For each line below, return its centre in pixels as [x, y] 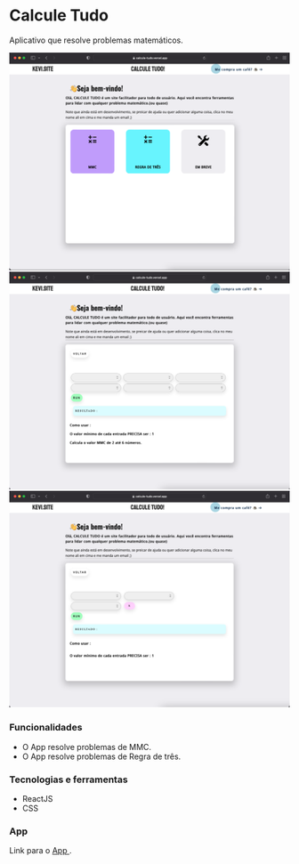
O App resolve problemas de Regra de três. [101, 756]
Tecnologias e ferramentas [69, 779]
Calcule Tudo [59, 16]
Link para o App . [40, 851]
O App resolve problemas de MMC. [87, 747]
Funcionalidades [46, 728]
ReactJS [37, 798]
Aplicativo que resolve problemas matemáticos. [97, 40]
